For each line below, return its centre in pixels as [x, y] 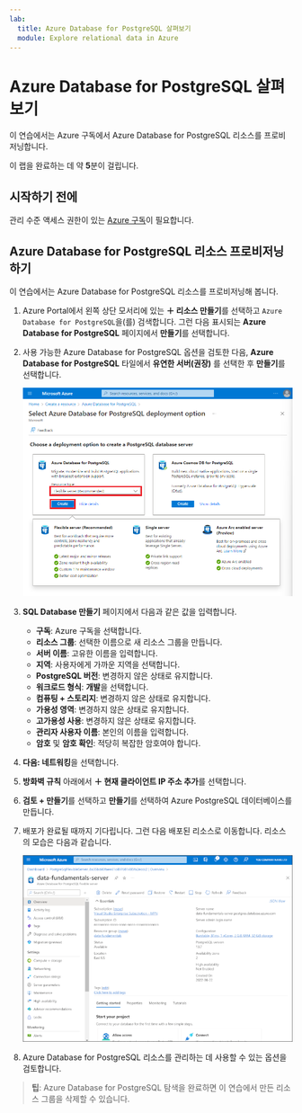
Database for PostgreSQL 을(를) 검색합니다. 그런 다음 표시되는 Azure [144, 321]
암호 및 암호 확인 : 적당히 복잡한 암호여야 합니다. [118, 743]
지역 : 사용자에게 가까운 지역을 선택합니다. [108, 664]
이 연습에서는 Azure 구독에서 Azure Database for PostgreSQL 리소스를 [136, 136]
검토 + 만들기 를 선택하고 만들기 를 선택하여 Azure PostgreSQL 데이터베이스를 [157, 801]
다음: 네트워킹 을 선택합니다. [71, 762]
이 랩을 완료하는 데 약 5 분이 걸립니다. [74, 165]
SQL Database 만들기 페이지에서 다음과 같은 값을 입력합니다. [129, 612]
